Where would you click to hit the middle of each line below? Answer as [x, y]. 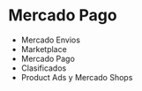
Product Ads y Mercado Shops [77, 77]
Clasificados [44, 68]
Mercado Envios [51, 40]
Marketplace [44, 49]
